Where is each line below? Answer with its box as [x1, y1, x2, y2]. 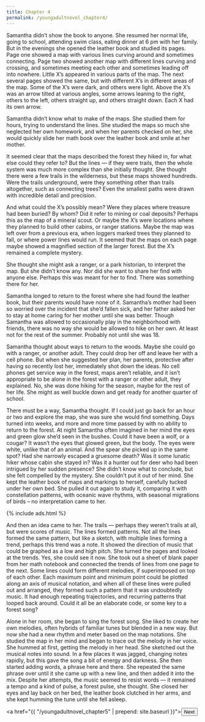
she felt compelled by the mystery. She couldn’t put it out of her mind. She [6, 471, 194, 479]
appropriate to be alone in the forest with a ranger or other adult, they [6, 375, 182, 383]
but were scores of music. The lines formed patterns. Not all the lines [6, 528, 181, 535]
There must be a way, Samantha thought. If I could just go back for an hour [6, 407, 196, 414]
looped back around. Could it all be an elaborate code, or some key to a [6, 599, 187, 606]
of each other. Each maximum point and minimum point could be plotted [6, 573, 188, 581]
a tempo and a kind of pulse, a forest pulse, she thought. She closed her [6, 682, 188, 690]
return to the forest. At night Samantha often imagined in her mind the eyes [6, 426, 195, 433]
